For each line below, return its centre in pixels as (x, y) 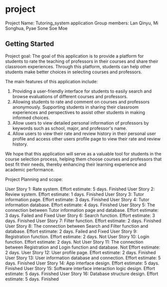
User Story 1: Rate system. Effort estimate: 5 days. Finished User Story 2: (80, 189)
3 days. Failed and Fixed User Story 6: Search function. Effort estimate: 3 (80, 215)
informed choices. (31, 118)
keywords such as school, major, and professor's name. (70, 128)
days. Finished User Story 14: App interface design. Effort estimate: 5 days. (82, 263)
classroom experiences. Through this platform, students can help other (78, 66)
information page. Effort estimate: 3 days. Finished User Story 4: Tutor (77, 199)
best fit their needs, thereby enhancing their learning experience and (76, 164)
